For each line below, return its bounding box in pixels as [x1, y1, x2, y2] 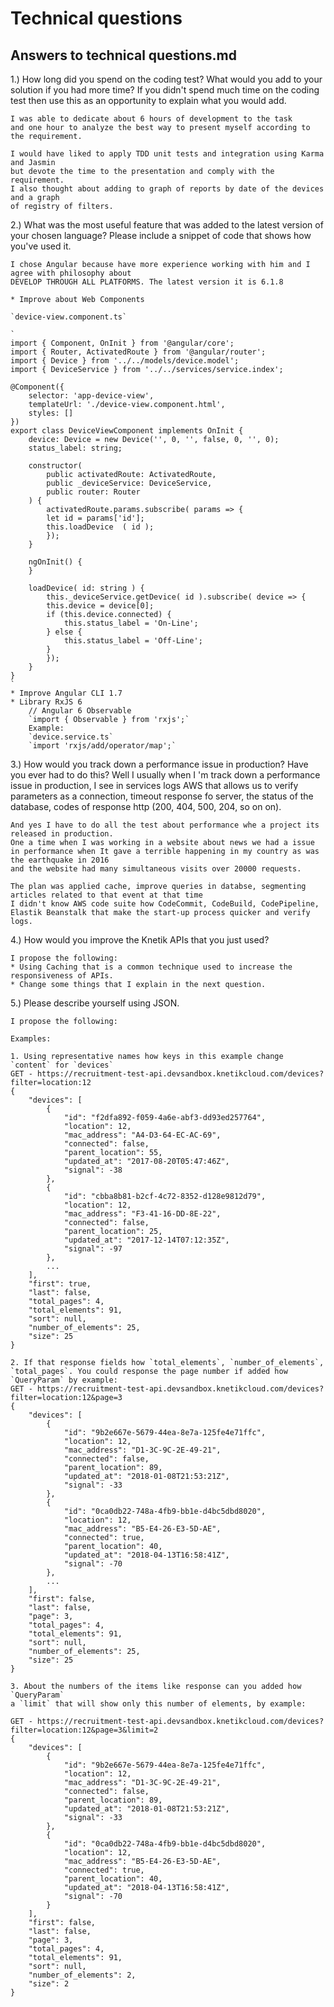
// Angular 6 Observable [28, 706, 132, 716]
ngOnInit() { [28, 557, 83, 567]
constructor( [28, 461, 83, 471]
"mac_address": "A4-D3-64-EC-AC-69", [63, 1130, 222, 1140]
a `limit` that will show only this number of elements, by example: [10, 1699, 307, 1709]
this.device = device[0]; [46, 601, 155, 611]
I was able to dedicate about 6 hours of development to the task [10, 114, 293, 124]
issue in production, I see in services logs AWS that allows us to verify [10, 780, 299, 791]
